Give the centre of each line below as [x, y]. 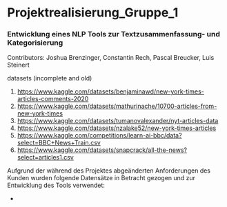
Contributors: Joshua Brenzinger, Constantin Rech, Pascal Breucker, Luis [111, 58]
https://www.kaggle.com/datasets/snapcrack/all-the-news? [102, 150]
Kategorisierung [35, 43]
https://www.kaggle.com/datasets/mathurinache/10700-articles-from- [117, 106]
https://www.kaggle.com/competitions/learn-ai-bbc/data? [99, 135]
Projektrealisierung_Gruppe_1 [93, 13]
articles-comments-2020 [53, 99]
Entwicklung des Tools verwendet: [56, 185]
